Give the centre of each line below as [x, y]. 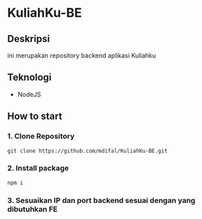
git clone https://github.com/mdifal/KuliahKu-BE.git [88, 151]
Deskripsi [29, 39]
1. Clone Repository [41, 136]
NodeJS [29, 94]
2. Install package [38, 168]
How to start [35, 116]
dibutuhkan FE [33, 209]
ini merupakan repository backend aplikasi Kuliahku [82, 55]
